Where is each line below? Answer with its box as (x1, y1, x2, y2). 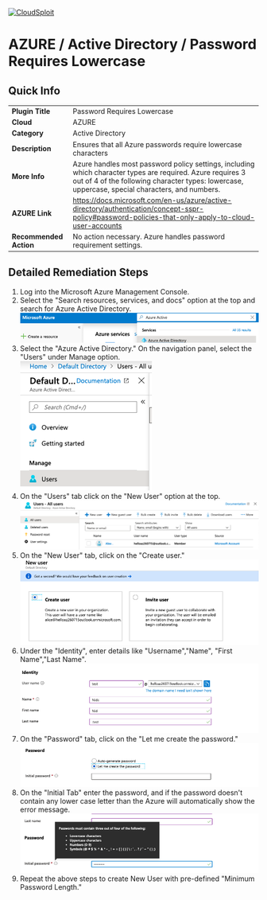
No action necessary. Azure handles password (72, 232, 225, 242)
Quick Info (8, 84, 61, 97)
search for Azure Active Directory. (19, 303, 132, 314)
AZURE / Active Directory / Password (8, 36, 257, 53)
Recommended (11, 232, 64, 242)
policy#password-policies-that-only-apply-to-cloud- (72, 212, 255, 222)
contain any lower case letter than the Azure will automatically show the (19, 797, 256, 805)
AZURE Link (11, 208, 52, 218)
